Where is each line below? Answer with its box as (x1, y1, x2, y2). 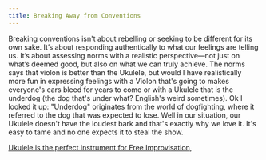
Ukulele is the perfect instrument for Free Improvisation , (8, 142, 193, 152)
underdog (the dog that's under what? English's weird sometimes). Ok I (8, 93, 243, 102)
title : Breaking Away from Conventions (8, 11, 141, 20)
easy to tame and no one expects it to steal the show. (8, 127, 184, 137)
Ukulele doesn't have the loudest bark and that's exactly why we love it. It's (8, 118, 257, 128)
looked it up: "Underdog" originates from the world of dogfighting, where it (8, 102, 255, 111)
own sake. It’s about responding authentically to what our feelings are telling (8, 42, 259, 52)
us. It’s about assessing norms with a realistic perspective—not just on (8, 50, 240, 60)
